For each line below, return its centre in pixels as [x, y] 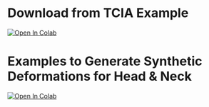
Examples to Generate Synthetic [105, 61]
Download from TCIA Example [98, 13]
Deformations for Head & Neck [100, 77]
